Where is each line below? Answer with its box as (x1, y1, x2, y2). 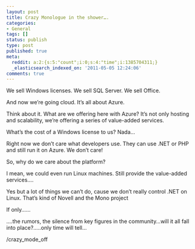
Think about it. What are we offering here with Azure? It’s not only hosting (6, 110, 190, 118)
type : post (6, 43, 34, 49)
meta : (6, 54, 20, 60)
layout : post (6, 8, 39, 15)
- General (6, 25, 31, 32)
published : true (6, 48, 47, 54)
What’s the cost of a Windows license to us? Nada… (6, 128, 136, 136)
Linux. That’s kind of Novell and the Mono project (6, 194, 129, 202)
